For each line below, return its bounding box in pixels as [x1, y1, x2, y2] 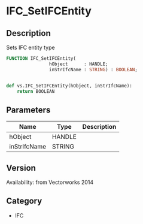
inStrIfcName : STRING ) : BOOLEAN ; [48, 66, 138, 72]
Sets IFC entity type [6, 44, 55, 51]
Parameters [6, 105, 51, 115]
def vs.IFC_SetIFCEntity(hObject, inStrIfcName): [6, 83, 133, 89]
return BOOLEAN [17, 88, 55, 94]
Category [6, 196, 42, 206]
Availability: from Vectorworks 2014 [6, 178, 94, 186]
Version [6, 163, 36, 173]
